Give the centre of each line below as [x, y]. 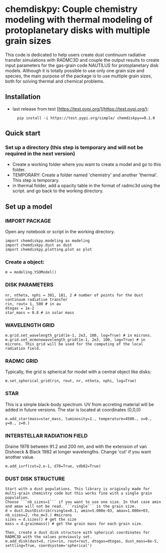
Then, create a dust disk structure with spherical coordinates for [78, 533]
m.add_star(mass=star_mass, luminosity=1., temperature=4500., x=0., [79, 419]
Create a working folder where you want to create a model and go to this [87, 164]
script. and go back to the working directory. [58, 191]
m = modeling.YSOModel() [31, 273]
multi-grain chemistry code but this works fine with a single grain [79, 493]
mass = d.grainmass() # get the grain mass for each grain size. [74, 524]
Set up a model [29, 207]
